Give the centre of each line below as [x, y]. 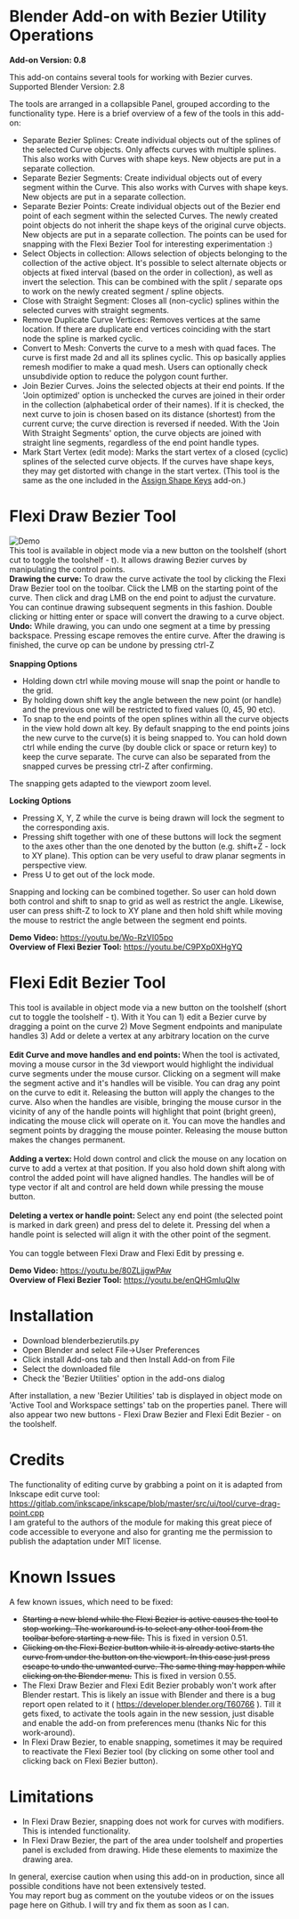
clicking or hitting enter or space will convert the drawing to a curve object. [147, 617]
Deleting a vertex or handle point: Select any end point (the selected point [146, 1215]
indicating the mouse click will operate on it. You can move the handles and [147, 1121]
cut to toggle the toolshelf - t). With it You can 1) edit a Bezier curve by [138, 1017]
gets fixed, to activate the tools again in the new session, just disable [148, 1713]
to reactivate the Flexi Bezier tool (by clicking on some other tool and [148, 1751]
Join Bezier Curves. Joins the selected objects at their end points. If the [153, 385]
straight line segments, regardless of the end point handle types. [141, 442]
